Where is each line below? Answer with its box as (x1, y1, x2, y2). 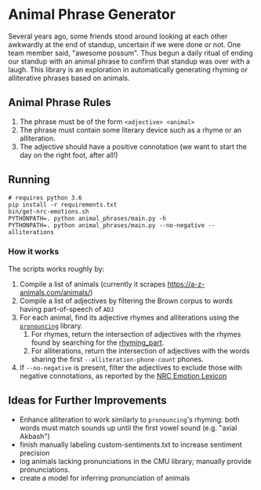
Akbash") (19, 431, 51, 441)
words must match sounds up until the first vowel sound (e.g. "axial (19, 422, 237, 433)
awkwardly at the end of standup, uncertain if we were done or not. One (8, 39, 241, 49)
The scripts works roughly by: (8, 264, 105, 273)
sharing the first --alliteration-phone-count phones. (31, 354, 204, 364)
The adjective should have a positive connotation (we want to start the (19, 141, 247, 151)
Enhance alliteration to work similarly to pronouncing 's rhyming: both (19, 415, 241, 424)
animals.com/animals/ (19, 287, 91, 297)
